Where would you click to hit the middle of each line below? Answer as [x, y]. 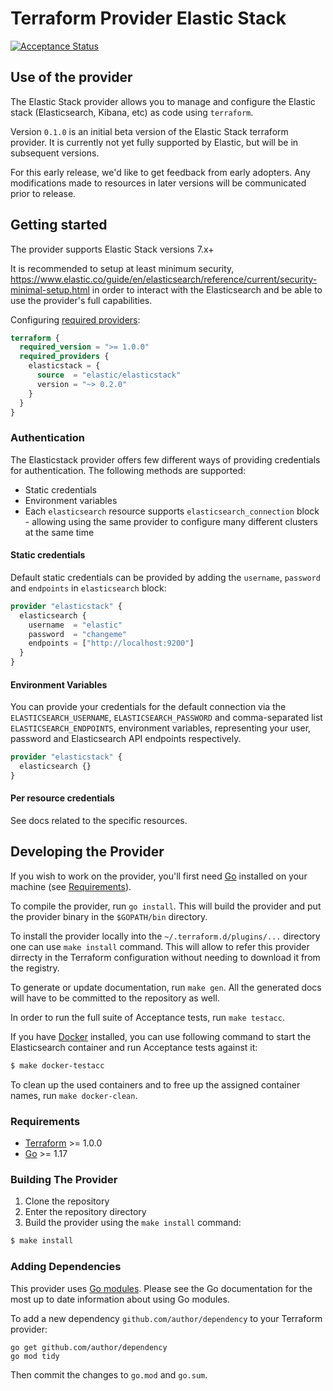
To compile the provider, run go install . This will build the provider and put [166, 906]
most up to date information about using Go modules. [120, 1299]
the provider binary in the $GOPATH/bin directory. [109, 916]
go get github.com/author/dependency [89, 1347]
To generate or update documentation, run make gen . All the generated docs [166, 987]
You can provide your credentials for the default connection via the [148, 707]
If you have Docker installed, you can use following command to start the [161, 1036]
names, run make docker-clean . [74, 1095]
